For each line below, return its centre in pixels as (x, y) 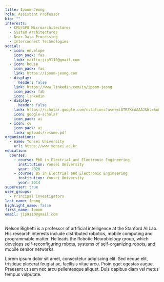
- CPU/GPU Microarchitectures (40, 28)
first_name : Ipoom (24, 210)
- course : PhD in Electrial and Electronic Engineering (72, 160)
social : (13, 46)
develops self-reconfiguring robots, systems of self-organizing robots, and (80, 244)
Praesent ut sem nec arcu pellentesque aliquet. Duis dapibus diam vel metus (82, 269)
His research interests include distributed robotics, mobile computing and (79, 234)
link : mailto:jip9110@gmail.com (47, 60)
